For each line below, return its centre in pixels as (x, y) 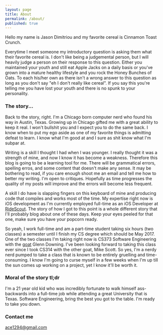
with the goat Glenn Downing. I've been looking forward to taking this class (81, 244)
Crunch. (13, 43)
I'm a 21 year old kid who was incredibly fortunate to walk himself (71, 288)
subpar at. (15, 143)
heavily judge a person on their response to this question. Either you (74, 62)
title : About (18, 14)
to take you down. (23, 304)
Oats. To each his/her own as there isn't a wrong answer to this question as (81, 78)
